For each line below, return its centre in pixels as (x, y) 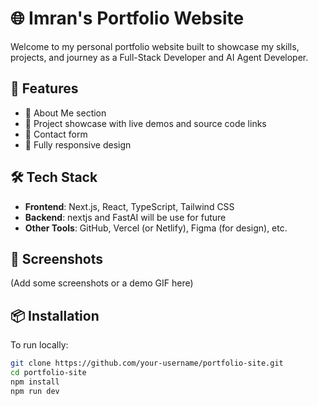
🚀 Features (44, 88)
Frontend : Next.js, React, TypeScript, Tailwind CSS (129, 206)
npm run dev (35, 391)
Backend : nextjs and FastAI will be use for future (125, 217)
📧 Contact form (56, 134)
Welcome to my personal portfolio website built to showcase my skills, (155, 46)
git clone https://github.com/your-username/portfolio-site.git (147, 363)
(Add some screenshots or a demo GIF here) (102, 283)
